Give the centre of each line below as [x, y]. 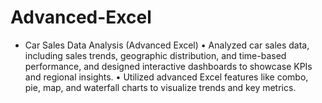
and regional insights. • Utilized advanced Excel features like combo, [166, 77]
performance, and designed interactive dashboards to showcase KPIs [168, 66]
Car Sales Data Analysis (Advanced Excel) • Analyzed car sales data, [167, 45]
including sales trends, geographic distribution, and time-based [155, 55]
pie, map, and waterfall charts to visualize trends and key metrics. [160, 87]
